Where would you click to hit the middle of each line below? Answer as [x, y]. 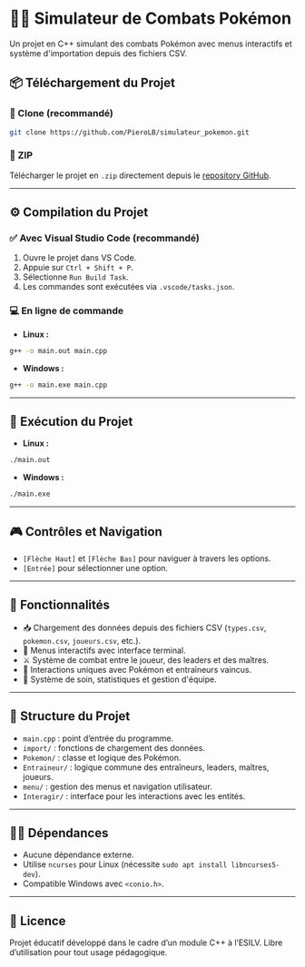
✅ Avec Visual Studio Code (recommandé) [104, 238]
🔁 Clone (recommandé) [61, 113]
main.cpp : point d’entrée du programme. [98, 738]
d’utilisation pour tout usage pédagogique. [89, 952]
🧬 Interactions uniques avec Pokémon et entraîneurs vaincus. [137, 669]
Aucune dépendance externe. [78, 855]
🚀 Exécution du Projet [71, 421]
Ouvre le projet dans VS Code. [79, 258]
